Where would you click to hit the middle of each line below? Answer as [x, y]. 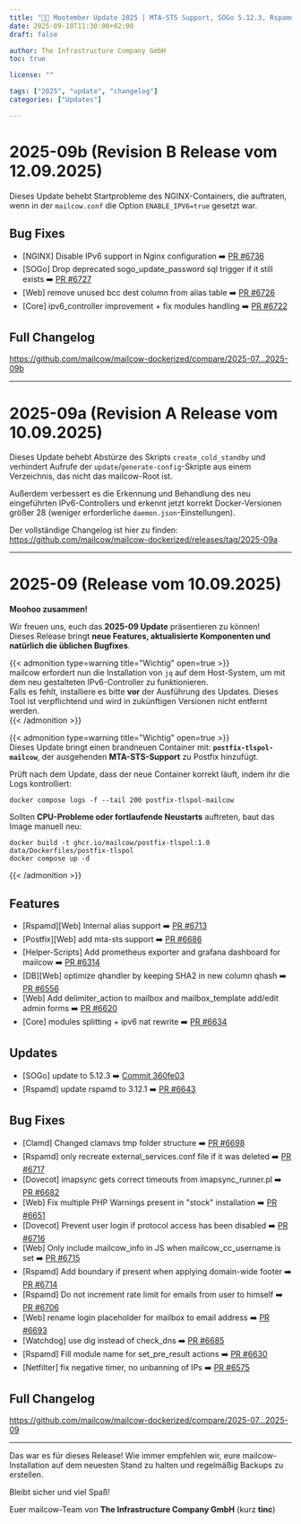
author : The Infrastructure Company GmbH [88, 50]
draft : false [34, 34]
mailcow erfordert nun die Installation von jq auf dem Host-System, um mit [147, 673]
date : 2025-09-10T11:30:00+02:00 [72, 26]
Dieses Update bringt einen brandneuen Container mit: [110, 747]
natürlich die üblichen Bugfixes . [70, 646]
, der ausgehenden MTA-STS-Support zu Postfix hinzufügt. [148, 757]
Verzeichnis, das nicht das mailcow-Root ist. [91, 476]
